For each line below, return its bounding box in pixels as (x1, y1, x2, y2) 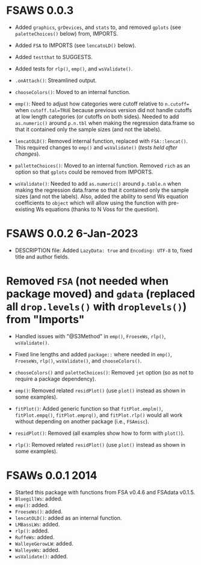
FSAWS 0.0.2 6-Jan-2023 (6, 227, 138, 241)
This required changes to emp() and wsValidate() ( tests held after (14, 144, 178, 151)
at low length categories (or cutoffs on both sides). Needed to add (14, 113, 179, 120)
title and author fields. (14, 253, 70, 260)
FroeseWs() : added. (14, 508, 63, 515)
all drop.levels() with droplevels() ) (6, 300, 187, 314)
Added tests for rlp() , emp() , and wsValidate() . (14, 65, 133, 72)
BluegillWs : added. (14, 495, 63, 502)
